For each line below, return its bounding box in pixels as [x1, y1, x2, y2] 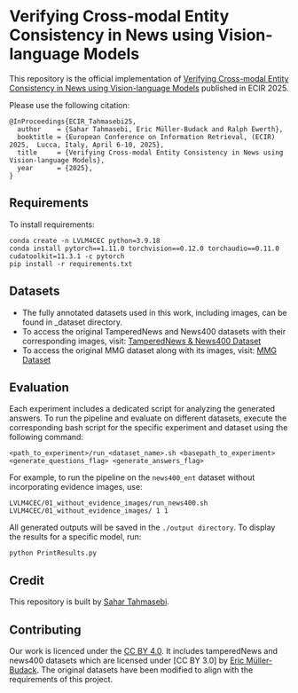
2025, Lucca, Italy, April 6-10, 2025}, [9, 140, 165, 149]
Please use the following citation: [9, 99, 130, 110]
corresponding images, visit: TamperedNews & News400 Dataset [21, 335, 262, 346]
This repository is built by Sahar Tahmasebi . [9, 596, 170, 607]
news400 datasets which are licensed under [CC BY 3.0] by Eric [9, 655, 245, 665]
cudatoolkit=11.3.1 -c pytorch [9, 251, 125, 261]
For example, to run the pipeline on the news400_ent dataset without [9, 472, 255, 483]
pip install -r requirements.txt [9, 259, 133, 268]
